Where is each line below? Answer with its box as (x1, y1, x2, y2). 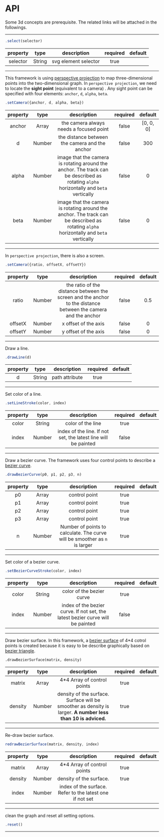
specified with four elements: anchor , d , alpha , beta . (5, 90, 108, 96)
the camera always (61, 119, 105, 126)
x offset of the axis (61, 320, 105, 327)
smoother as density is (57, 703, 109, 710)
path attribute (52, 374, 83, 381)
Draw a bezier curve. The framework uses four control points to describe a (5, 458, 155, 463)
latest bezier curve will (57, 614, 109, 621)
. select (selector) (5, 38, 42, 43)
